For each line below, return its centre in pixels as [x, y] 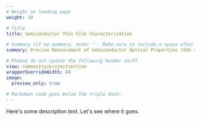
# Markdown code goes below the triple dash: [64, 94]
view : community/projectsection [46, 66]
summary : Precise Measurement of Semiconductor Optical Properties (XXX [99, 50]
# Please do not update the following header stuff [72, 61]
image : [14, 78]
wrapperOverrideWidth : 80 [38, 72]
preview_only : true [36, 83]
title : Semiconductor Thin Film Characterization [69, 34]
